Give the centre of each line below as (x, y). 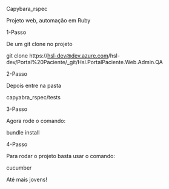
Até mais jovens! (27, 179)
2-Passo (17, 74)
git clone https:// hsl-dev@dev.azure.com (58, 56)
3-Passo (17, 109)
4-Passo (17, 144)
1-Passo (16, 32)
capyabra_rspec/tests (33, 97)
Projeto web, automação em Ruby (48, 20)
